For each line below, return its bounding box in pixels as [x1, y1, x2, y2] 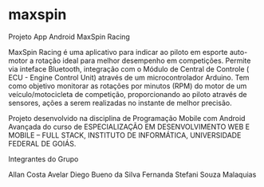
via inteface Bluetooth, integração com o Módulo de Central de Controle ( [8, 64, 250, 73]
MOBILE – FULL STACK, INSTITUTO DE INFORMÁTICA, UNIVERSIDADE [8, 130, 242, 140]
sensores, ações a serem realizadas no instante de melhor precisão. [8, 98, 233, 107]
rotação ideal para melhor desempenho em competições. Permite [35, 56, 251, 65]
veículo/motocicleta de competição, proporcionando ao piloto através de [8, 89, 247, 99]
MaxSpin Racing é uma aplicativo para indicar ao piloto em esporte [8, 47, 229, 56]
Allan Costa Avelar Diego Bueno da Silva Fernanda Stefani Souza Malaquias [8, 169, 257, 179]
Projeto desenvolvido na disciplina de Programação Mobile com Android [8, 113, 246, 123]
